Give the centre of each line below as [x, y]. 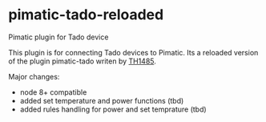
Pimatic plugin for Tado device [58, 37]
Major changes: [34, 76]
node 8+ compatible [53, 92]
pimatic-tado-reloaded [86, 15]
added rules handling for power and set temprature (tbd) [113, 109]
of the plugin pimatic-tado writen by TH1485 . [82, 61]
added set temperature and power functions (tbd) [102, 100]
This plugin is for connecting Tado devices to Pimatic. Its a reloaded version [133, 52]
